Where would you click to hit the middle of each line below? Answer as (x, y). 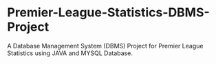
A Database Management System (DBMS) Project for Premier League (105, 46)
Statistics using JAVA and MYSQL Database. (70, 53)
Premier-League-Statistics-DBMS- (108, 13)
